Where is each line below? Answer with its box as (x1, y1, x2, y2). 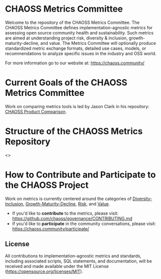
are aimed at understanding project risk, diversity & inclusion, (5, 35, 128, 41)
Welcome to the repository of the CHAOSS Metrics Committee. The (5, 19, 140, 25)
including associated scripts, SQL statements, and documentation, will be (5, 258, 152, 264)
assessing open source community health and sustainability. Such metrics (5, 30, 154, 36)
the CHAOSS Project (5, 180, 89, 190)
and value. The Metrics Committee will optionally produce (40, 40, 156, 46)
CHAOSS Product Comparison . (5, 109, 67, 114)
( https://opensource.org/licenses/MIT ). (5, 268, 84, 274)
